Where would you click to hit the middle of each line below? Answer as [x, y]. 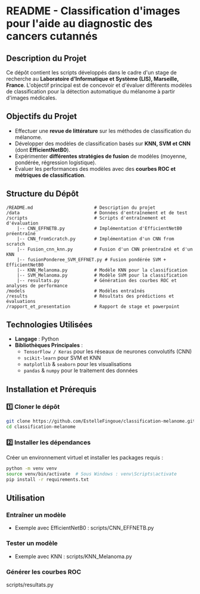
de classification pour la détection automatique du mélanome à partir [91, 91]
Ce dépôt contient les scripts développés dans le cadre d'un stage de [91, 72]
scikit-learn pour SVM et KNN [62, 358]
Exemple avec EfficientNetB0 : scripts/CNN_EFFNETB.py [84, 528]
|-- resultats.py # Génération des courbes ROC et [97, 280]
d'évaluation [22, 223]
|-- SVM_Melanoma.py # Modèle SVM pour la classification [102, 275]
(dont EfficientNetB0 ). [42, 149]
